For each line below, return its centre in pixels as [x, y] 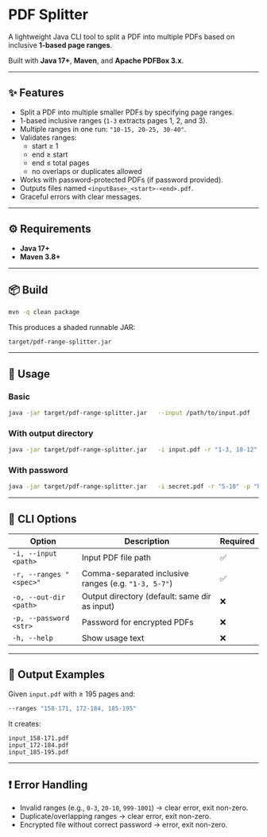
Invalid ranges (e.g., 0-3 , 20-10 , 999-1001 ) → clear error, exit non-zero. [134, 808]
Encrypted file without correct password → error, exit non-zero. [124, 825]
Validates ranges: [48, 138]
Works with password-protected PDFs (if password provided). [122, 180]
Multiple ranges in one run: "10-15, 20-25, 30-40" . [103, 129]
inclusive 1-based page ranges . [60, 45]
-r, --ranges [37, 574]
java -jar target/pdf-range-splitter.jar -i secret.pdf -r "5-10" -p [129, 486]
